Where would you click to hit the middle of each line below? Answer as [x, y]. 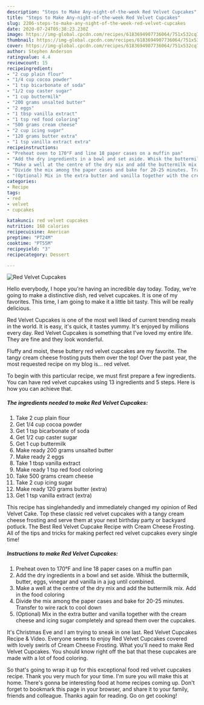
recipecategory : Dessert [38, 255]
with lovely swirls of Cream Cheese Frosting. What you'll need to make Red [100, 645]
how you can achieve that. [40, 389]
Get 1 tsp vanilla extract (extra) [54, 495]
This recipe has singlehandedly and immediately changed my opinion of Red [102, 507]
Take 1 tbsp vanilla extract [48, 463]
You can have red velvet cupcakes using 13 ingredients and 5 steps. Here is [101, 382]
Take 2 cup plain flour [43, 418]
